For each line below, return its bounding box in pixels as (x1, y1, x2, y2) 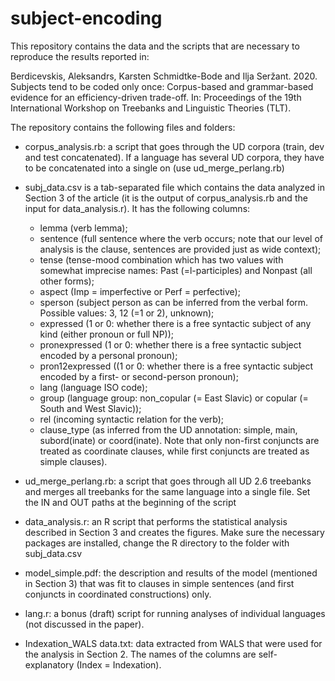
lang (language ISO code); (39, 381, 148, 393)
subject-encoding (10, 7, 163, 30)
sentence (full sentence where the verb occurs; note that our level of (39, 232, 323, 244)
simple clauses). (39, 455, 108, 467)
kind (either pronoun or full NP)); (39, 328, 175, 340)
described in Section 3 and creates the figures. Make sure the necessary (24, 526, 325, 538)
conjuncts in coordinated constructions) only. (24, 588, 212, 600)
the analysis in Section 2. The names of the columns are (24, 648, 257, 660)
